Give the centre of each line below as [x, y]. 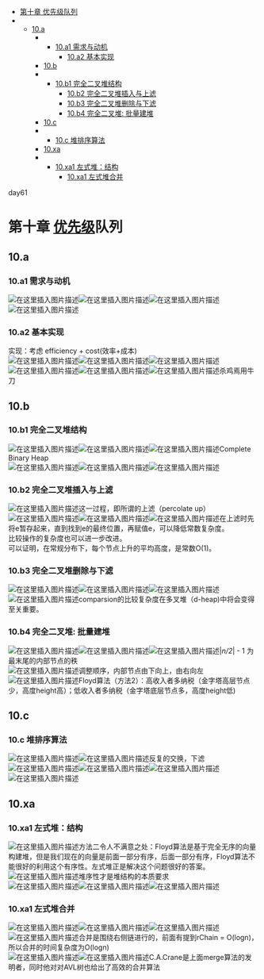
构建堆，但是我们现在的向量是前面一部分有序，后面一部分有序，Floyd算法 [128, 857]
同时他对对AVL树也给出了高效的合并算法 [95, 967]
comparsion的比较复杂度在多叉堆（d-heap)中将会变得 [167, 599]
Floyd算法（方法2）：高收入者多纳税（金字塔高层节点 [165, 680]
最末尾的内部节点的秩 [43, 660]
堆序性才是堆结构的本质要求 [124, 877]
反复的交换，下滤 [177, 758]
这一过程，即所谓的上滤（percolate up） [144, 509]
